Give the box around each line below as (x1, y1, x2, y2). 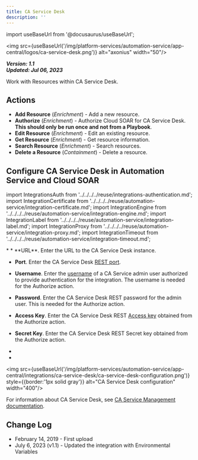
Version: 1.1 (6, 60, 34, 67)
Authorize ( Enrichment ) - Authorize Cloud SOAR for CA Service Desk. (14, 117, 186, 124)
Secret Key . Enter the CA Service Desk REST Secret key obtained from (14, 330, 188, 337)
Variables (14, 448, 38, 455)
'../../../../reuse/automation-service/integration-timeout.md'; (6, 236, 151, 243)
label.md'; (6, 223, 31, 230)
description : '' (6, 14, 46, 20)
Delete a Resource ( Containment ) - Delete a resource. (14, 149, 148, 156)
